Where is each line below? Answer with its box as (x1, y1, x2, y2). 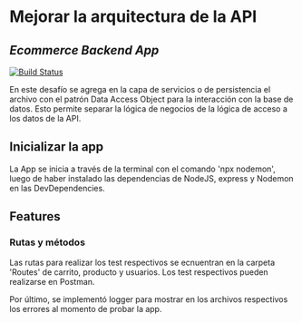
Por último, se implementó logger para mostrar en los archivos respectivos (9, 293, 288, 305)
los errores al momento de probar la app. (9, 303, 162, 314)
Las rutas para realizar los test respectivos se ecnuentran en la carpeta (9, 257, 275, 268)
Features (9, 209, 61, 224)
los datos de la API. (9, 113, 82, 123)
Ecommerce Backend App (9, 43, 160, 58)
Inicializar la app (9, 139, 104, 155)
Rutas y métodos (9, 236, 86, 249)
